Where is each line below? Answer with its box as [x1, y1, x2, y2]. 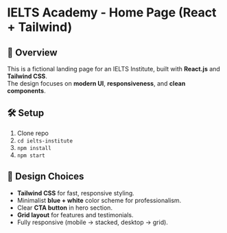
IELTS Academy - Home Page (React [7, 5, 217, 21]
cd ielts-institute [16, 137, 73, 145]
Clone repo [16, 129, 49, 137]
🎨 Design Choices [7, 171, 84, 182]
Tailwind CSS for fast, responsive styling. [16, 188, 135, 197]
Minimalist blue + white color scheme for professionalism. [16, 196, 182, 204]
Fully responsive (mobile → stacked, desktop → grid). [16, 218, 168, 226]
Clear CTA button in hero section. [16, 204, 113, 212]
